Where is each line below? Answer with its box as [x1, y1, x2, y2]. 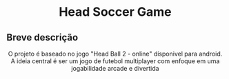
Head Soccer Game [59, 4, 172, 20]
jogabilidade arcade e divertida [71, 65, 159, 72]
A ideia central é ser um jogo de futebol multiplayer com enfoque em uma [10, 57, 220, 65]
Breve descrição [6, 32, 79, 43]
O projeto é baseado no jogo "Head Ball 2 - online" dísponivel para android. [8, 49, 223, 58]
